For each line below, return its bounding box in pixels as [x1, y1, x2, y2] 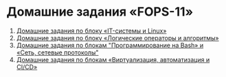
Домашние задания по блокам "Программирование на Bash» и [16, 41, 204, 49]
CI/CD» [16, 63, 38, 71]
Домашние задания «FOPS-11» [6, 4, 194, 20]
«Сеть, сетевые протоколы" [16, 48, 99, 57]
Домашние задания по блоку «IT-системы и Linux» [16, 27, 167, 35]
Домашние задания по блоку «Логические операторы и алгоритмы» [16, 33, 219, 42]
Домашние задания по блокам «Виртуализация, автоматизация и [16, 55, 210, 63]
